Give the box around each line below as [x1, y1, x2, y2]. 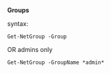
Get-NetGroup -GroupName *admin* [7, 59, 105, 66]
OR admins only [7, 46, 53, 53]
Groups [7, 6, 29, 14]
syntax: [7, 20, 29, 27]
